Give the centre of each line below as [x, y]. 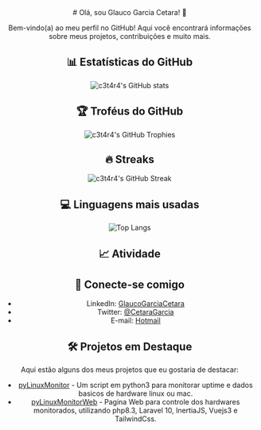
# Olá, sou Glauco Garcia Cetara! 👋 [130, 12]
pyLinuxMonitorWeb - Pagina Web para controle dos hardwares [136, 402]
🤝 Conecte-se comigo [130, 285]
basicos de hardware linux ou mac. [136, 393]
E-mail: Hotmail [135, 320]
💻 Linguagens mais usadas [130, 205]
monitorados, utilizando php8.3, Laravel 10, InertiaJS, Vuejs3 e [135, 411]
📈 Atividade [129, 254]
